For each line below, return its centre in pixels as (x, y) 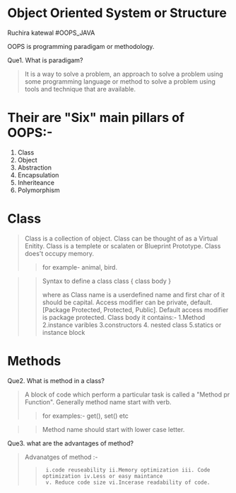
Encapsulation (38, 175)
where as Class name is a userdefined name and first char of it (133, 294)
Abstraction (34, 167)
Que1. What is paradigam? (45, 60)
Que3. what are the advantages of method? (71, 443)
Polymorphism (39, 190)
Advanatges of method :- (61, 457)
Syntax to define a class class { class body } (107, 281)
